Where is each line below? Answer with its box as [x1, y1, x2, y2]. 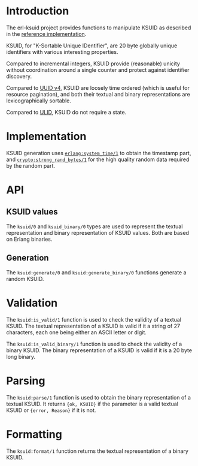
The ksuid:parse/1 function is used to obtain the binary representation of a [6, 394, 191, 401]
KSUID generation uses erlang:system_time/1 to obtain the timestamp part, [6, 149, 191, 156]
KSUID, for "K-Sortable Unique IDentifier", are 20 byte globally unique [6, 42, 178, 49]
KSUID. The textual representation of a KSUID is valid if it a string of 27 [6, 322, 181, 329]
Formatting [6, 427, 63, 441]
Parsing [6, 374, 45, 388]
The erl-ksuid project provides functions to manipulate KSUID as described [6, 24, 191, 31]
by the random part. [6, 162, 56, 169]
